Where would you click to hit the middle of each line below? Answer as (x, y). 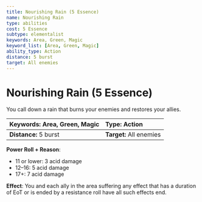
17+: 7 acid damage (40, 174)
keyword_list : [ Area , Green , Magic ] (53, 46)
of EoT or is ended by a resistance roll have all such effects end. (87, 192)
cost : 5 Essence (27, 29)
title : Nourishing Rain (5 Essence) (53, 12)
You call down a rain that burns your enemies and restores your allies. (94, 109)
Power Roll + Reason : (33, 150)
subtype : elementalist (35, 35)
